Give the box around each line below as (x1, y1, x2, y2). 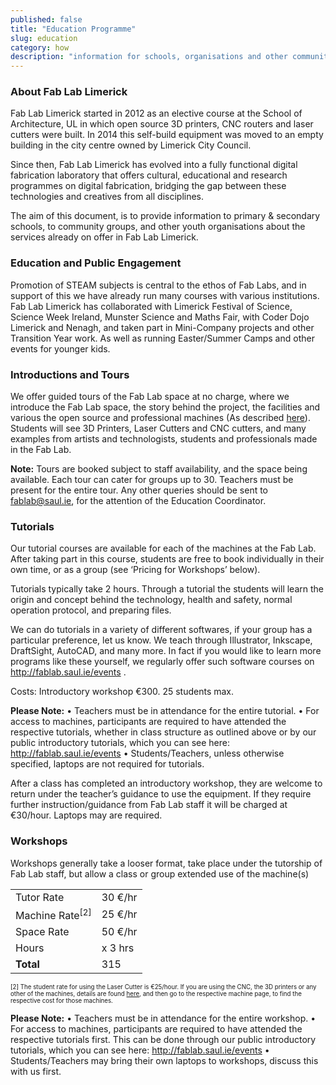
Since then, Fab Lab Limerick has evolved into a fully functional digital (10, 159, 298, 171)
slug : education (10, 33, 78, 43)
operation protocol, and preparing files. (10, 604, 172, 616)
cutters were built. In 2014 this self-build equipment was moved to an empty (10, 129, 324, 141)
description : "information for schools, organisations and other (10, 52, 288, 62)
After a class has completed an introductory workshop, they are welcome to (10, 777, 323, 790)
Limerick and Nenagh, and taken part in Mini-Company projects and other (10, 321, 315, 333)
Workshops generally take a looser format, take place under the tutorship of (10, 857, 323, 869)
